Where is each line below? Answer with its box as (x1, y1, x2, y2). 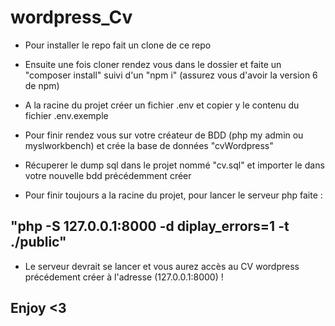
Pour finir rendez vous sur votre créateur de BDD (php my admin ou (24, 129, 304, 141)
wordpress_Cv (10, 6, 133, 29)
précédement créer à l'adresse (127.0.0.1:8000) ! (24, 271, 224, 283)
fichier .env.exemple (24, 109, 109, 121)
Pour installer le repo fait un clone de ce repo (24, 39, 212, 51)
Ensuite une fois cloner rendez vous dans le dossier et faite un (24, 58, 282, 70)
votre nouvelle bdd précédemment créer (24, 169, 192, 181)
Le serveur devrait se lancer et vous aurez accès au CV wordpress (24, 260, 300, 272)
